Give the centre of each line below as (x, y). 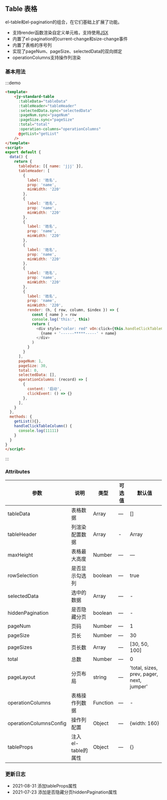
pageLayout (22, 677)
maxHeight (20, 554)
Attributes (18, 472)
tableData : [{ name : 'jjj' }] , (51, 166)
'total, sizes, (144, 668)
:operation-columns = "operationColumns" (59, 129)
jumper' (139, 686)
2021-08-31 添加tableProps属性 (44, 786)
